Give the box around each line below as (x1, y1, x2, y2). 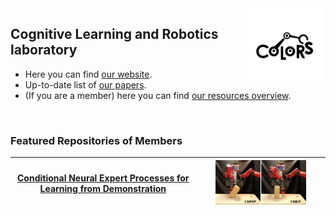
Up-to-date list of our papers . (24, 78, 147, 91)
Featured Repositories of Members (10, 133, 183, 147)
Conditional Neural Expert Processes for (17, 172, 190, 184)
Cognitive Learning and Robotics (10, 26, 219, 43)
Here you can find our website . (24, 68, 153, 80)
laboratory (10, 42, 78, 59)
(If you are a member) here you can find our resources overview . (24, 89, 292, 101)
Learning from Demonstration (39, 183, 167, 195)
